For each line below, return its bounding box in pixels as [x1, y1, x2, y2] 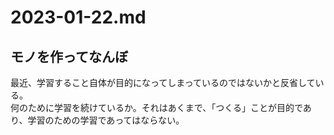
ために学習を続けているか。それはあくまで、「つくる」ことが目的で [27, 102, 303, 113]
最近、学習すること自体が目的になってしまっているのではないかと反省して [10, 77, 316, 88]
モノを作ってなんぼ [10, 48, 128, 65]
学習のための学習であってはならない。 [27, 114, 181, 126]
